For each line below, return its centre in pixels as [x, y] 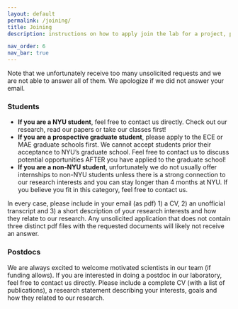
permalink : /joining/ [39, 21]
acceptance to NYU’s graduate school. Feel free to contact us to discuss [123, 152]
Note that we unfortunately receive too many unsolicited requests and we [114, 73]
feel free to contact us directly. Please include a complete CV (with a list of [116, 282]
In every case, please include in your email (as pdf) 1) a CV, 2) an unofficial [116, 203]
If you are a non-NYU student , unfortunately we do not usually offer [117, 167]
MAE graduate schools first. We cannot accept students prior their [114, 145]
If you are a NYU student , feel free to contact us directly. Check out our [122, 122]
